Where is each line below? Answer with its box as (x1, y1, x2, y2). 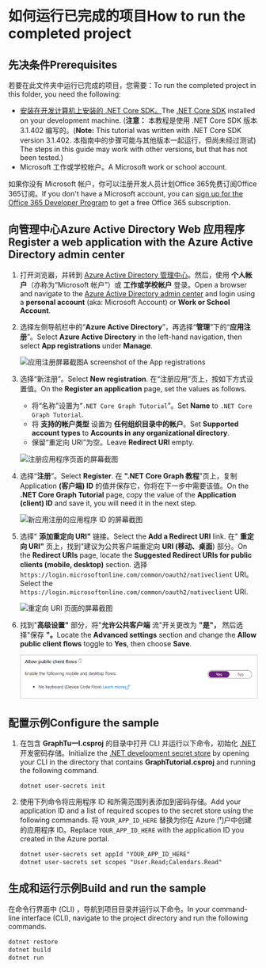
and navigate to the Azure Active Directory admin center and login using (19, 288, 256, 298)
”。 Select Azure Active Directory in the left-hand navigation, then (26, 332, 243, 341)
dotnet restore (8, 938, 59, 946)
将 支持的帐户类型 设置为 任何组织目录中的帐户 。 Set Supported (31, 419, 239, 429)
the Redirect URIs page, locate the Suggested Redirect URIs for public (19, 550, 253, 559)
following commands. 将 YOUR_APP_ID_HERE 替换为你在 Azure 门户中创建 (19, 815, 252, 825)
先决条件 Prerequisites (8, 58, 117, 71)
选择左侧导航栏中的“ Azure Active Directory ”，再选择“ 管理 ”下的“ (19, 322, 230, 331)
